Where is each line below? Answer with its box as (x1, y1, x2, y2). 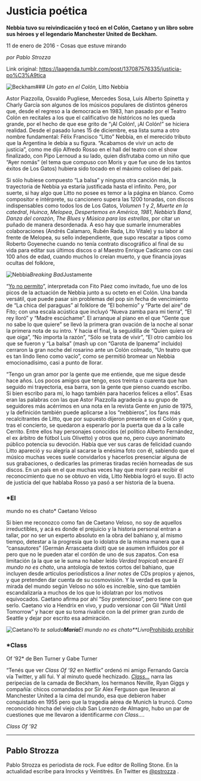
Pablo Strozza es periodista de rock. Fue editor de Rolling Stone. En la (6, 761, 178, 768)
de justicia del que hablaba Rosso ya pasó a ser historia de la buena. (6, 478, 175, 486)
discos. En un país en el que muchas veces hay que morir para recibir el (6, 466, 184, 473)
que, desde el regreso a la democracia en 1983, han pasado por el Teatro (6, 107, 187, 114)
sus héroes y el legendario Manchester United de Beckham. (6, 30, 158, 37)
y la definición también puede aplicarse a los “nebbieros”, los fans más (6, 409, 181, 416)
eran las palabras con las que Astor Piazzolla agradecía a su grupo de (6, 396, 178, 403)
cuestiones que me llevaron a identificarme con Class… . (6, 711, 145, 718)
